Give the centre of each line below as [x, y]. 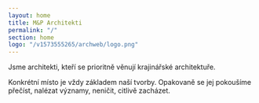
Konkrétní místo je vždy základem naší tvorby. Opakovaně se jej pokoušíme [130, 83]
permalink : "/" [33, 30]
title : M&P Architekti [45, 23]
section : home [31, 37]
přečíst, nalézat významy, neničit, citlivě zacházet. [89, 90]
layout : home [29, 15]
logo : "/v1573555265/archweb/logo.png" [73, 45]
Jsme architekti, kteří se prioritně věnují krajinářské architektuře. [112, 67]
